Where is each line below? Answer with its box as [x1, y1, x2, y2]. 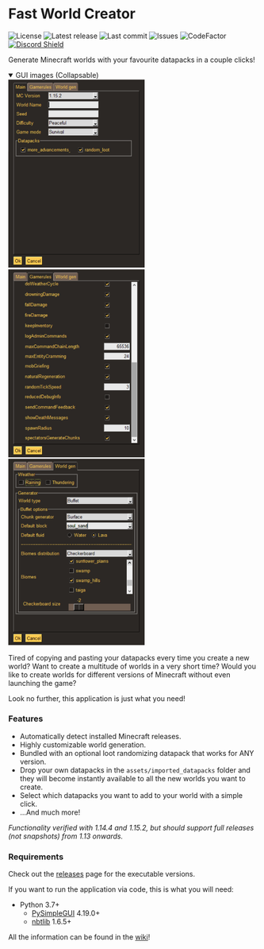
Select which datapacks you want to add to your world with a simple [19, 790, 243, 800]
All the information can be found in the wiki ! [8, 932, 151, 942]
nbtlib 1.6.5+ [31, 917, 72, 927]
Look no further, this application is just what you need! [8, 693, 186, 703]
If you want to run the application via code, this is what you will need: [8, 885, 234, 894]
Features [8, 713, 44, 724]
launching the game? [8, 678, 77, 688]
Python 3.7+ [19, 900, 60, 910]
